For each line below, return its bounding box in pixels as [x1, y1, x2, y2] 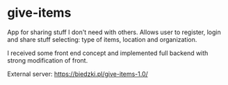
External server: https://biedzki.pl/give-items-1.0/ [7, 70, 148, 78]
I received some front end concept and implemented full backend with [7, 49, 209, 57]
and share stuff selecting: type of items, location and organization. [7, 35, 197, 43]
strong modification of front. [7, 56, 88, 64]
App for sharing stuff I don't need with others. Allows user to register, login [7, 28, 221, 36]
